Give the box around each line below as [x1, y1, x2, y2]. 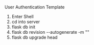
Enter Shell [11, 14, 34, 19]
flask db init [11, 24, 35, 30]
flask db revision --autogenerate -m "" [11, 29, 90, 35]
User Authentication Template [4, 4, 65, 10]
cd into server [11, 19, 40, 24]
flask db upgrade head [11, 34, 58, 40]
